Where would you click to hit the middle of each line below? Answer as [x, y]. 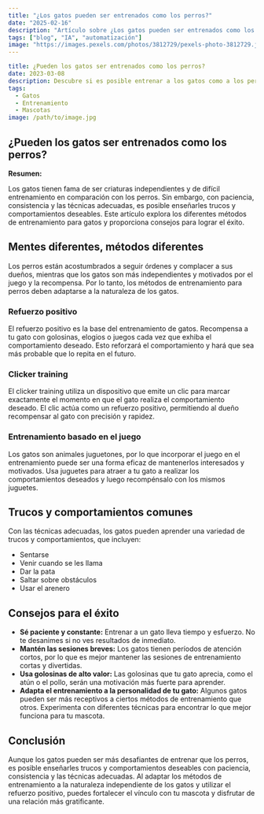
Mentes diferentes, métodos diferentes [106, 247]
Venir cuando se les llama [61, 563]
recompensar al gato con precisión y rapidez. [82, 416]
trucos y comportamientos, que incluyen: [75, 540]
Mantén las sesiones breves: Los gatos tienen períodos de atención [130, 649]
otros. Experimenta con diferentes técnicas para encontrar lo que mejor [135, 708]
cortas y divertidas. [51, 666]
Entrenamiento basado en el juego [75, 437]
